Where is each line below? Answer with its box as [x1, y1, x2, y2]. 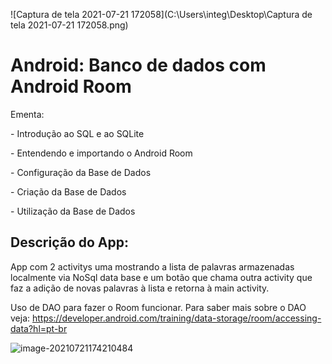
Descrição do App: [10, 234, 129, 251]
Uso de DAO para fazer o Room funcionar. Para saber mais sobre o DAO [10, 301, 307, 313]
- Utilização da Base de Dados [10, 205, 136, 217]
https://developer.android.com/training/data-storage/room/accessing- [31, 312, 322, 324]
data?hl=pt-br [10, 322, 68, 334]
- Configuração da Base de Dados [10, 166, 152, 178]
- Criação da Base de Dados [10, 185, 127, 198]
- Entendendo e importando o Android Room [10, 147, 193, 159]
